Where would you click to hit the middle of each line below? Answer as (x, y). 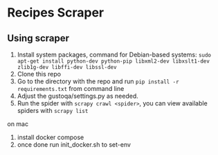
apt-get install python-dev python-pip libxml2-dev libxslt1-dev (113, 61)
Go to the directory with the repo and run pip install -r (98, 81)
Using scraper (38, 38)
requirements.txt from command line (71, 89)
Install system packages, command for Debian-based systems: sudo (114, 54)
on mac (18, 124)
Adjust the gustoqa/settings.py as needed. (78, 96)
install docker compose (51, 137)
